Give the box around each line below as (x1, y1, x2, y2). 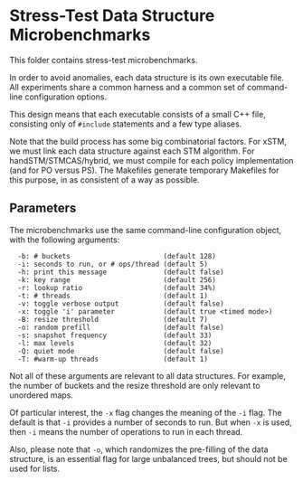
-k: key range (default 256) (17, 275, 217, 285)
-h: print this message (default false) (17, 268, 224, 277)
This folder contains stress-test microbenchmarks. (9, 54, 198, 65)
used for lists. (9, 463, 61, 474)
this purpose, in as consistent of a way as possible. (9, 174, 201, 185)
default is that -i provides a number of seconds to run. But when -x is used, (9, 417, 292, 428)
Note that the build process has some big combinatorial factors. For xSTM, (9, 136, 288, 146)
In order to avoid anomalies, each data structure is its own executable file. (9, 71, 285, 82)
